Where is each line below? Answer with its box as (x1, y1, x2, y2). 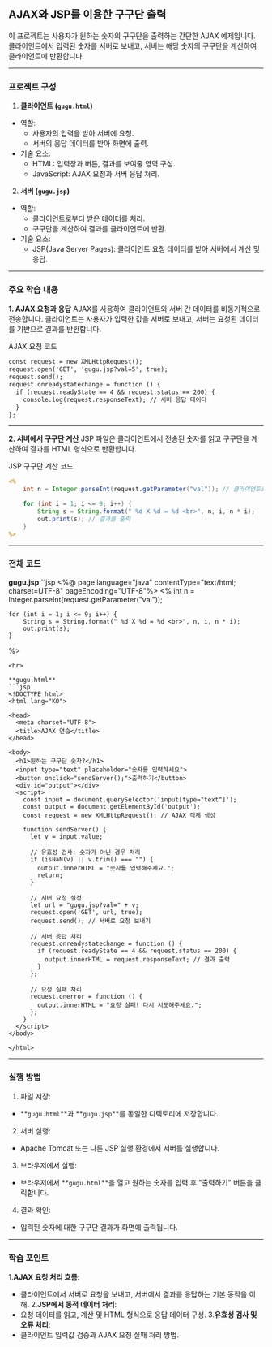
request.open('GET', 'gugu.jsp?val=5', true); (8, 365, 168, 373)
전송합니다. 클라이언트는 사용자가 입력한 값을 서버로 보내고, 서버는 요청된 (8, 314, 237, 324)
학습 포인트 (8, 1253, 49, 1264)
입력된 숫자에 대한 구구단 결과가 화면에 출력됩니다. (19, 1223, 178, 1233)
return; (37, 871, 63, 879)
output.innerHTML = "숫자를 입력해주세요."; (37, 864, 175, 872)
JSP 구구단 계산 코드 (8, 461, 74, 471)
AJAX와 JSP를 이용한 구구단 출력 (8, 7, 167, 22)
